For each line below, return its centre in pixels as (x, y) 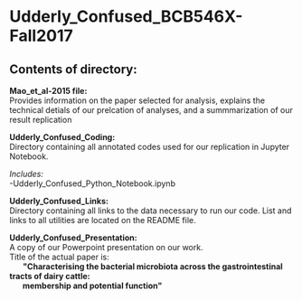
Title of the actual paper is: (60, 257)
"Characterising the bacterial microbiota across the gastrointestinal (152, 267)
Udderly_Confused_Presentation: (73, 238)
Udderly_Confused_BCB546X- (126, 17)
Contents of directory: (73, 69)
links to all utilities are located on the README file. (103, 220)
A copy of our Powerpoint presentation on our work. (106, 247)
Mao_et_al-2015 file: (48, 91)
